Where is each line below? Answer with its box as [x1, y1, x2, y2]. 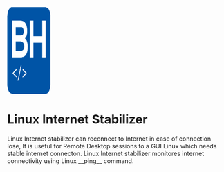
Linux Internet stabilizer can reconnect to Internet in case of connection [7, 135, 212, 143]
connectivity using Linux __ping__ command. [7, 156, 134, 165]
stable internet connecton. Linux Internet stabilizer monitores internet [7, 149, 205, 157]
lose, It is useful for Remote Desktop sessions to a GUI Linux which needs [7, 141, 217, 150]
